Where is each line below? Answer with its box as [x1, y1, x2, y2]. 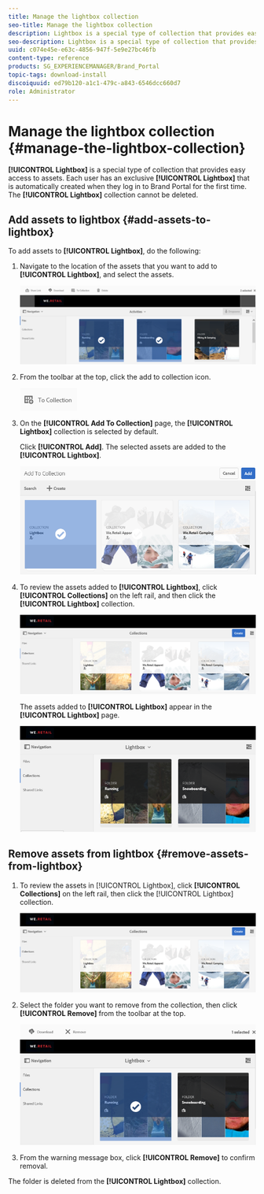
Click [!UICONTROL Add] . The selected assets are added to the [19, 442, 226, 451]
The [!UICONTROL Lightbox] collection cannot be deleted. [8, 190, 199, 200]
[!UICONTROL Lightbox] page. [19, 710, 120, 720]
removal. [19, 1162, 49, 1171]
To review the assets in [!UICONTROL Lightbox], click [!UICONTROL [19, 881, 240, 890]
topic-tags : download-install [8, 71, 108, 79]
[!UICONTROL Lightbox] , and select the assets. [19, 270, 174, 280]
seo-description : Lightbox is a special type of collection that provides [8, 38, 258, 46]
